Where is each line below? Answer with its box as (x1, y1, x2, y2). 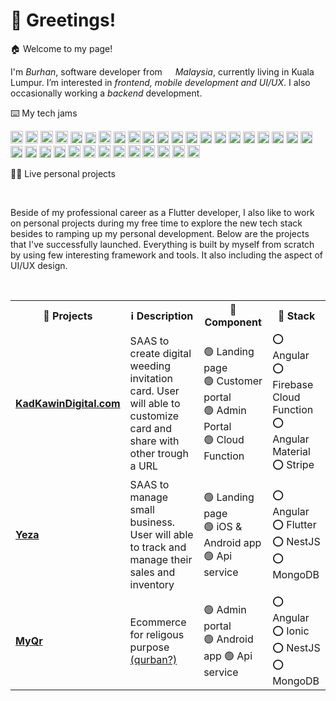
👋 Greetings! (10, 9, 117, 32)
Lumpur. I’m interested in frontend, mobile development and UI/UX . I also (10, 76, 311, 88)
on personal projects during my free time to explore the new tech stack (10, 217, 303, 229)
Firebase (272, 377, 314, 391)
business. (129, 515, 176, 529)
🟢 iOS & (203, 520, 243, 534)
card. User (129, 384, 180, 398)
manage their (129, 552, 193, 566)
